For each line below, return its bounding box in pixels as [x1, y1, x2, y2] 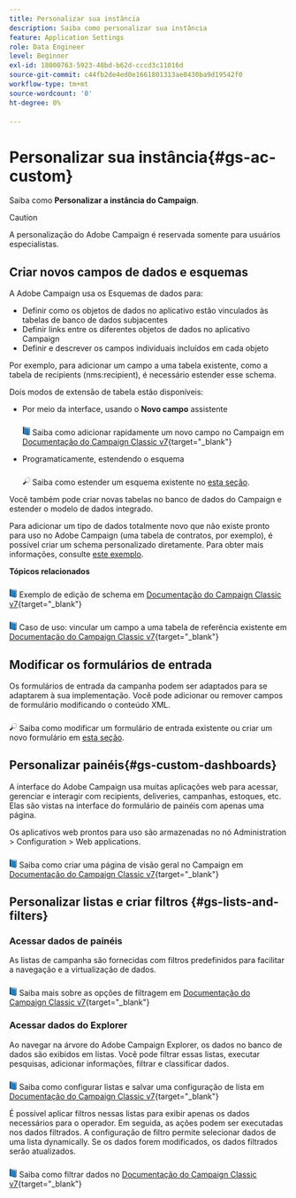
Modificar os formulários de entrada [9, 657, 212, 673]
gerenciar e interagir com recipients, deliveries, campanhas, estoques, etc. [9, 790, 282, 801]
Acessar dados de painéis [9, 935, 123, 947]
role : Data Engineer [9, 43, 86, 51]
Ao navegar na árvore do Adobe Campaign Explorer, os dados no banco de [9, 1039, 283, 1050]
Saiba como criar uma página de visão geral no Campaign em [19, 860, 244, 870]
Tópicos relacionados [9, 566, 90, 577]
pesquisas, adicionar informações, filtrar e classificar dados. [9, 1058, 230, 1069]
